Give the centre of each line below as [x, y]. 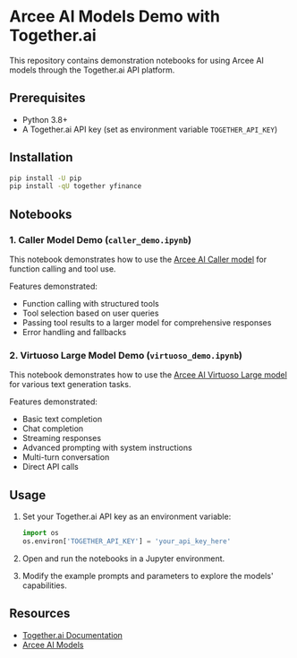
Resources [40, 614]
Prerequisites [47, 98]
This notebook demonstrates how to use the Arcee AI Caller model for [138, 259]
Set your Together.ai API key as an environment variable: [127, 516]
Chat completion [53, 429]
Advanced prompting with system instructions [107, 448]
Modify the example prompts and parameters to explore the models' [148, 576]
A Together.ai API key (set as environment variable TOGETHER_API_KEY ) [150, 129]
